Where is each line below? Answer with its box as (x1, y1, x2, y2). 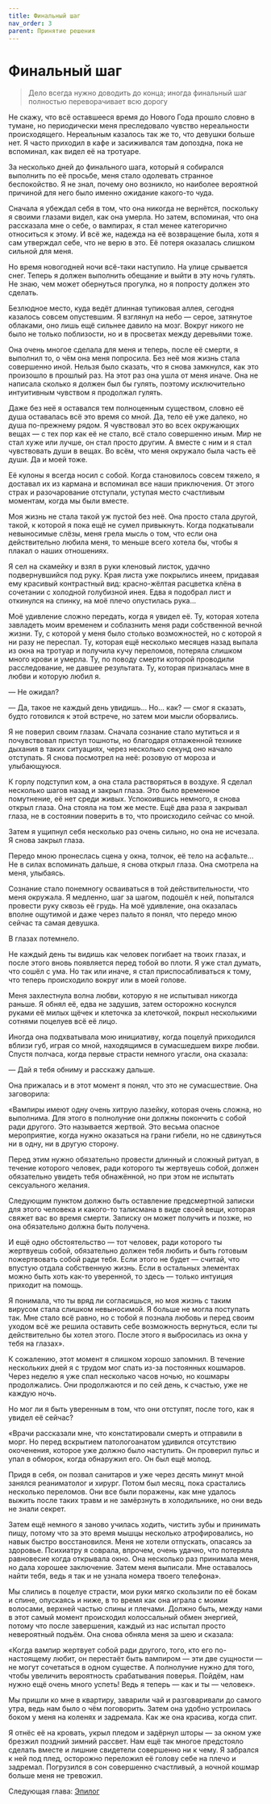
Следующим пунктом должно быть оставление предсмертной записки (8, 1196, 255, 1206)
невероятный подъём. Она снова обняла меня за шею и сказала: (8, 1630, 234, 1639)
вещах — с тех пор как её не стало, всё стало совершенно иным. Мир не (8, 429, 262, 439)
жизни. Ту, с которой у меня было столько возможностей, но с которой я (8, 628, 262, 638)
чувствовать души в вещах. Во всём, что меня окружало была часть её (8, 446, 256, 456)
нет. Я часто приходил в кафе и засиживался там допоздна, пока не (8, 138, 244, 148)
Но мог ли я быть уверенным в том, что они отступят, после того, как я (8, 1405, 255, 1414)
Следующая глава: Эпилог (8, 1786, 100, 1796)
